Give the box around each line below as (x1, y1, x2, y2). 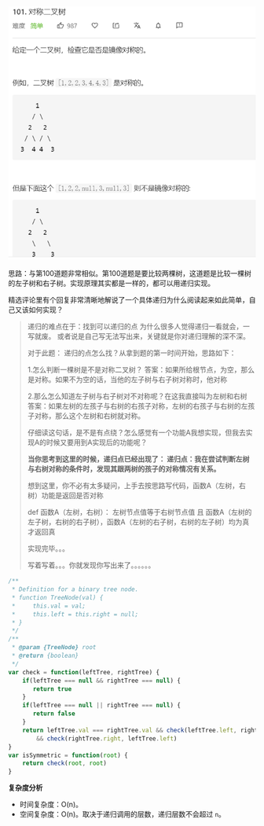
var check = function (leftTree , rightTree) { (8, 668, 159, 676)
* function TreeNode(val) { (11, 593, 104, 601)
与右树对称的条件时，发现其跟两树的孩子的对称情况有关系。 (27, 464, 221, 474)
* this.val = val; (11, 602, 86, 610)
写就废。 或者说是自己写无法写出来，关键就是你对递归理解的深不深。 (27, 332, 250, 341)
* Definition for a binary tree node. (11, 586, 139, 593)
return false (32, 710, 76, 718)
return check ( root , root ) (22, 759, 108, 768)
